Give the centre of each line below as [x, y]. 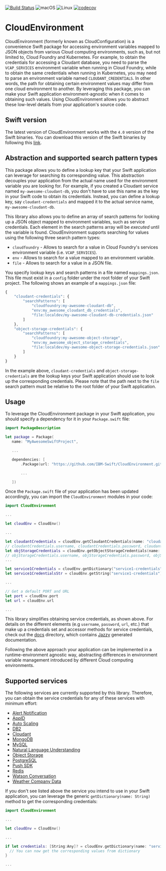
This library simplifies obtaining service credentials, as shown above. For [79, 619]
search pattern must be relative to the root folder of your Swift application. [81, 386]
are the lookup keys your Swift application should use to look [92, 376]
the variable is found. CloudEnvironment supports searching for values [77, 232]
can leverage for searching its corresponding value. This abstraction [75, 175]
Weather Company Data [37, 781]
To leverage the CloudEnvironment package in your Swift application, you [80, 414]
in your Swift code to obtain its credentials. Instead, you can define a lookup [83, 196]
